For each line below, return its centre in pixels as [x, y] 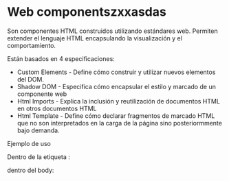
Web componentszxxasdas [87, 12]
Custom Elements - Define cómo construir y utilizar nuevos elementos [116, 72]
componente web [42, 94]
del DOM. [31, 79]
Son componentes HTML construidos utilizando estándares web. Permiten [112, 31]
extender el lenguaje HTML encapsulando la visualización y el [95, 38]
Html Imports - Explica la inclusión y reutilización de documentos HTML [118, 101]
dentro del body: [31, 170]
